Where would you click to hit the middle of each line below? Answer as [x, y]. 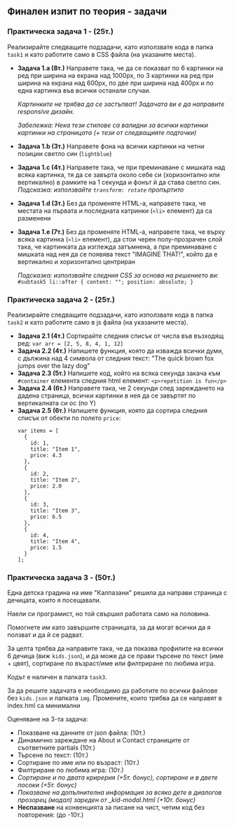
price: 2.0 [46, 486]
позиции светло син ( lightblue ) [64, 153]
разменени [34, 218]
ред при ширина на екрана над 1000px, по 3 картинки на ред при [115, 75]
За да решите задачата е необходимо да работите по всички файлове [113, 690]
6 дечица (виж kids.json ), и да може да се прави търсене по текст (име [116, 656]
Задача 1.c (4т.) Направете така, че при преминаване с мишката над [121, 167]
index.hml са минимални [44, 706]
